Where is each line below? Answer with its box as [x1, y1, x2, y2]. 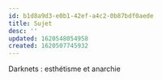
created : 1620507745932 [8, 42, 89, 50]
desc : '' [8, 27, 38, 35]
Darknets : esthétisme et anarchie [8, 64, 122, 74]
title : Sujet [8, 19, 53, 27]
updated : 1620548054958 [8, 34, 89, 43]
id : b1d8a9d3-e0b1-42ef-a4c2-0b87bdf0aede [8, 11, 154, 20]
